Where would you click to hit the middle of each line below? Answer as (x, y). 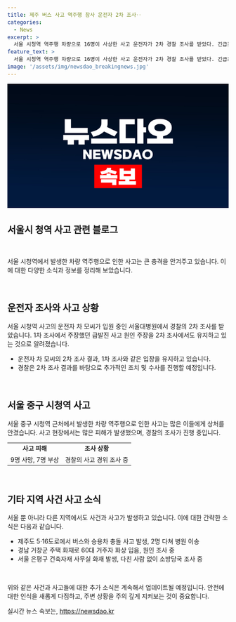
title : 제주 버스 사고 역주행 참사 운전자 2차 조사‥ (74, 15)
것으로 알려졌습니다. (42, 343)
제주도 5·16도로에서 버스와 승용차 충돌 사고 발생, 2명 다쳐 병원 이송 (109, 541)
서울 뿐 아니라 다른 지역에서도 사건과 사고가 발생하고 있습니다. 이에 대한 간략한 (114, 517)
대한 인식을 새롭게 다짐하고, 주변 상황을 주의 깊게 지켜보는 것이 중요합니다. (108, 596)
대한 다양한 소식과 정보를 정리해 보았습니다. (74, 270)
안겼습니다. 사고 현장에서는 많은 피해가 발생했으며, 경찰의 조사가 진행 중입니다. (114, 432)
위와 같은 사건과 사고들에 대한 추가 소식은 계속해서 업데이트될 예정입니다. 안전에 (116, 587)
